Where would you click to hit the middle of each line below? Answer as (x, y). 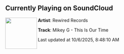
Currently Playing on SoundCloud (59, 8)
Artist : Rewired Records (63, 20)
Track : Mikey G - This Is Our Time (73, 30)
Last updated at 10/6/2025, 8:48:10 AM (78, 39)
